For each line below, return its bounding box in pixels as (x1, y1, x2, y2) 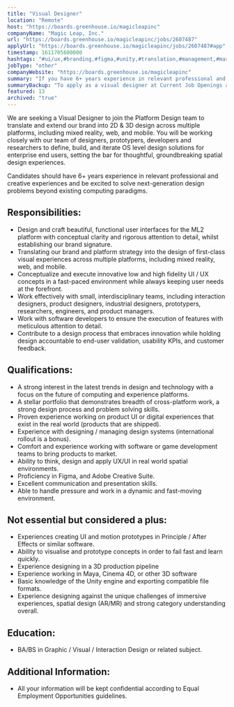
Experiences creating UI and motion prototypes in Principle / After (17, 533, 207, 541)
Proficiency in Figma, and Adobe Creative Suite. (17, 472, 155, 480)
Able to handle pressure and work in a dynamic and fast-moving (17, 486, 202, 495)
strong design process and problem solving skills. (17, 405, 160, 413)
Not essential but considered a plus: (7, 514, 167, 526)
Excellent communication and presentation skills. (17, 479, 158, 487)
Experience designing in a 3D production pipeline (17, 563, 159, 571)
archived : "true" (7, 95, 58, 102)
